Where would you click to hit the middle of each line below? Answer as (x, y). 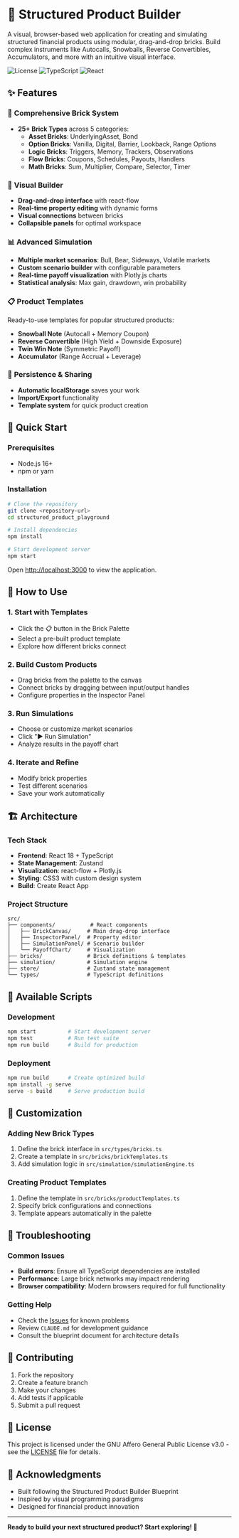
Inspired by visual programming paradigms (80, 1499)
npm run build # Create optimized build (76, 1078)
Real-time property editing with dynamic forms (87, 208)
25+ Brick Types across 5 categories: (73, 129)
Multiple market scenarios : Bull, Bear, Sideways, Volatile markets (114, 260)
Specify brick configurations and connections (84, 1205)
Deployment (29, 1063)
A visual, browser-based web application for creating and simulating (107, 34)
